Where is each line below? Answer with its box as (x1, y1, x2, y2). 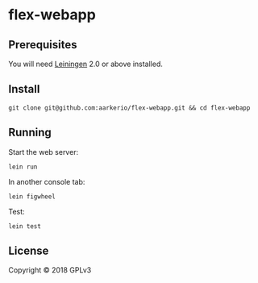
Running (8, 126, 52, 139)
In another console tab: (8, 177, 85, 186)
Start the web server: (8, 147, 79, 156)
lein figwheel (8, 192, 56, 201)
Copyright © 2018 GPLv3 (8, 265, 92, 275)
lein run (8, 163, 38, 171)
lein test (8, 222, 42, 231)
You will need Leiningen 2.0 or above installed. (8, 59, 164, 69)
